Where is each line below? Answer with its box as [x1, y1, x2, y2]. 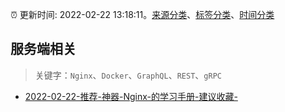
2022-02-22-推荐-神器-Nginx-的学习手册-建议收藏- [24, 90, 238, 102]
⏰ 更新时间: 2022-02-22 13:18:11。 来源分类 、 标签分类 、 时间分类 [10, 9, 275, 20]
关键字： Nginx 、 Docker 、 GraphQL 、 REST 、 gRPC [34, 69, 222, 81]
